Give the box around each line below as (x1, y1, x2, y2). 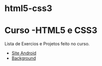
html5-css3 (4, 3, 53, 14)
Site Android (11, 50, 37, 56)
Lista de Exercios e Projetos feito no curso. (4, 41, 90, 47)
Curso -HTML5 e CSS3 (4, 25, 98, 36)
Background (11, 55, 36, 61)
